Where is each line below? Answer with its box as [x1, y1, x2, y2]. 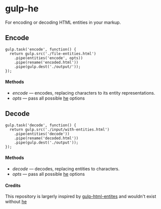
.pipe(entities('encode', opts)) [14, 55, 83, 60]
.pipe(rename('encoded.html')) [14, 60, 79, 65]
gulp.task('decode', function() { [5, 122, 77, 128]
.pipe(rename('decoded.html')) [14, 136, 79, 141]
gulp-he [5, 3, 39, 14]
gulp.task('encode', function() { [5, 47, 77, 52]
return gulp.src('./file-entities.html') [9, 51, 97, 56]
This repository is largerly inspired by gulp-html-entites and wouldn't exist [5, 194, 157, 200]
